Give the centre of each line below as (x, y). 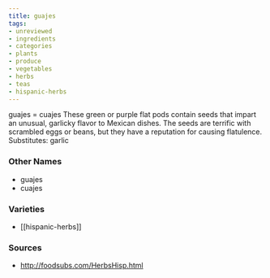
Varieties (26, 209)
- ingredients (32, 39)
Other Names (35, 162)
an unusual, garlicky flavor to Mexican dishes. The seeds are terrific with (130, 124)
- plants (23, 54)
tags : (17, 24)
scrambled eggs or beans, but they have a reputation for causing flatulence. (135, 132)
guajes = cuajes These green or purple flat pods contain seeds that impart (133, 115)
